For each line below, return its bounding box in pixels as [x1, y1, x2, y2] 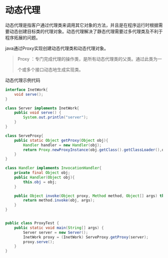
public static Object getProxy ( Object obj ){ [14, 138, 108, 143]
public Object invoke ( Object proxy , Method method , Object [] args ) [14, 193, 157, 198]
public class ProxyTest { [5, 221, 59, 226]
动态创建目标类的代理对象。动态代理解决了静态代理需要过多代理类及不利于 [9, 28, 163, 34]
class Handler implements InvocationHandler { [5, 166, 101, 171]
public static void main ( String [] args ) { [14, 225, 104, 230]
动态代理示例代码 [5, 77, 40, 83]
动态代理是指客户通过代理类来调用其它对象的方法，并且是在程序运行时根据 [5, 22, 158, 28]
